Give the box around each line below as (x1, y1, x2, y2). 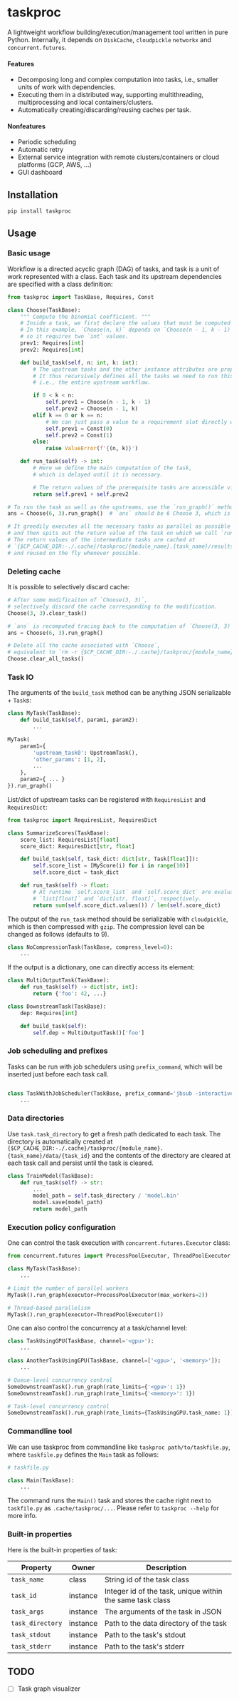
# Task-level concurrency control (7, 1403, 110, 1410)
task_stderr (11, 1642, 52, 1650)
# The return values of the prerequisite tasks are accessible (33, 484, 224, 491)
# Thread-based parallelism (7, 1304, 91, 1311)
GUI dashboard (17, 168, 63, 177)
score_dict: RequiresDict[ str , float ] (20, 843, 135, 850)
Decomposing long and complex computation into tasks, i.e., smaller (17, 76, 218, 84)
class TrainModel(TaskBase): (7, 1172, 94, 1179)
